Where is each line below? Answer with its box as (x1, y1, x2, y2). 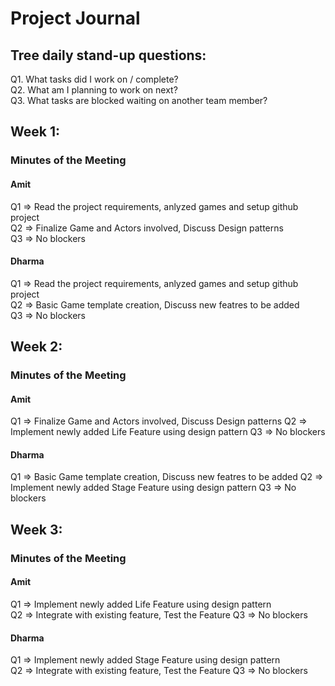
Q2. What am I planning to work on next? (10, 84, 178, 96)
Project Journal (10, 7, 141, 30)
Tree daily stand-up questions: (10, 47, 207, 64)
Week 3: (10, 521, 63, 538)
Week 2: (10, 338, 63, 356)
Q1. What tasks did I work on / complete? (10, 73, 179, 85)
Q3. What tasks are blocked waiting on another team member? (10, 95, 268, 106)
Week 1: (10, 123, 60, 141)
